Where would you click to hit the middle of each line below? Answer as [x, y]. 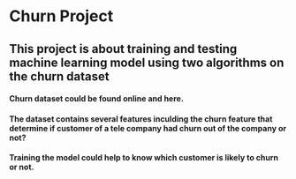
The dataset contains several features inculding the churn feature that [141, 119]
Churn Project [61, 16]
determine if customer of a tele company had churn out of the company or [148, 128]
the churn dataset [59, 76]
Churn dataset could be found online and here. [96, 99]
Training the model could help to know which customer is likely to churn [144, 158]
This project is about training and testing [123, 49]
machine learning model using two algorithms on [147, 62]
